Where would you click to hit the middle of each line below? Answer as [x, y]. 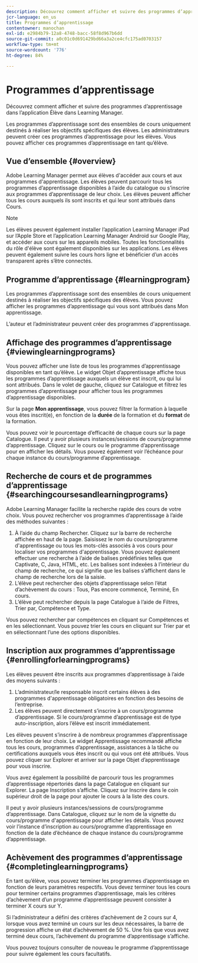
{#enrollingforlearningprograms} [68, 660]
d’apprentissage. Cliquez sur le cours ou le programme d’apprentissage [93, 445]
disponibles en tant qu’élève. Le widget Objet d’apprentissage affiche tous [96, 372]
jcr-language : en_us [32, 17]
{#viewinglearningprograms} [61, 352]
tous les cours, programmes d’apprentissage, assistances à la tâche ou [92, 747]
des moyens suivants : [33, 680]
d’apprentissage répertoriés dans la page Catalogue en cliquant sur [88, 784]
